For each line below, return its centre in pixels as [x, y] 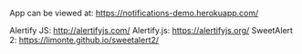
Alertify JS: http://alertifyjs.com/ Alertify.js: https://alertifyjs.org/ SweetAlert [151, 30]
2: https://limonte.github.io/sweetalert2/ [84, 40]
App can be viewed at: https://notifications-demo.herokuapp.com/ [134, 13]
